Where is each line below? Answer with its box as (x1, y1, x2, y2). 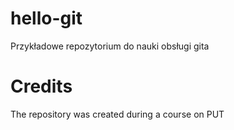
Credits (10, 75, 73, 98)
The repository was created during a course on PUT (10, 108, 225, 120)
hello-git (10, 7, 83, 30)
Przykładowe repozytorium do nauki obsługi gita (10, 40, 210, 52)
